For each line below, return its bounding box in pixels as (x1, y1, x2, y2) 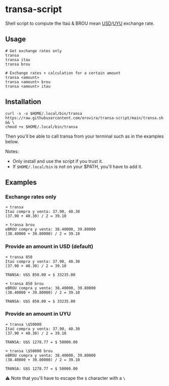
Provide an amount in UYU (5, 310, 71, 317)
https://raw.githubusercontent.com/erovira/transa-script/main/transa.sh (5, 115, 164, 120)
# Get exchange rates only (5, 48, 62, 54)
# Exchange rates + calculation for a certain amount (5, 70, 121, 75)
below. (5, 138, 19, 145)
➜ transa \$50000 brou (5, 348, 53, 354)
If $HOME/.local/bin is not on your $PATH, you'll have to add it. (12, 163, 143, 169)
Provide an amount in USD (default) (5, 243, 93, 250)
